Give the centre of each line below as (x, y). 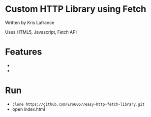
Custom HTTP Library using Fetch (76, 9)
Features (24, 52)
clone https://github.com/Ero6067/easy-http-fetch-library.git (78, 104)
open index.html (29, 109)
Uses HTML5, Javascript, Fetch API (41, 32)
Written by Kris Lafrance (30, 23)
